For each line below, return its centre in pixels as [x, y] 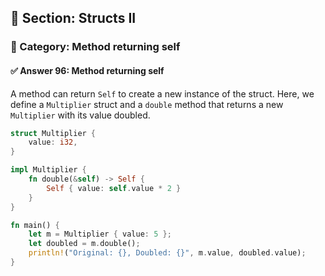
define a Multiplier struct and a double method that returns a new [147, 104]
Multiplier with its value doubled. [80, 115]
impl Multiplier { [48, 170]
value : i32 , [53, 142]
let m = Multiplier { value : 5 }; [100, 234]
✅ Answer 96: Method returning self [87, 70]
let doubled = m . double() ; [84, 244]
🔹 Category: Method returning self [95, 47]
